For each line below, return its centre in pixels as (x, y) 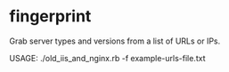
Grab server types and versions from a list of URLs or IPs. (115, 41)
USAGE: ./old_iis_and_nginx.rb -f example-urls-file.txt (107, 58)
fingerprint (50, 16)
